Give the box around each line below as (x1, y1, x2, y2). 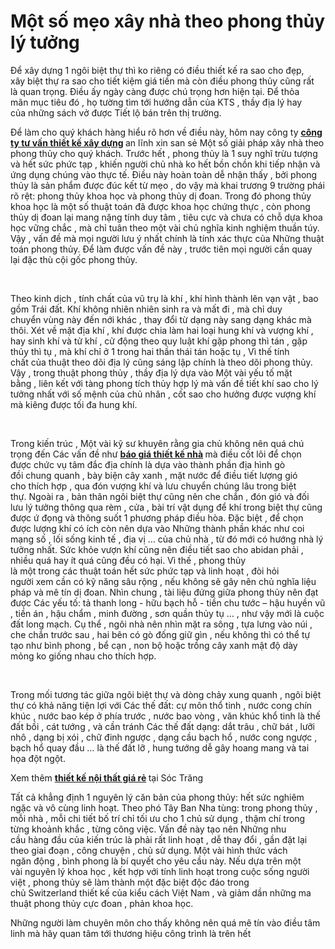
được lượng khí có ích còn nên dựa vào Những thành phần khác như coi (10, 522, 305, 534)
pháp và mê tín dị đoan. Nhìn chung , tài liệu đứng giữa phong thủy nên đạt (10, 586, 319, 598)
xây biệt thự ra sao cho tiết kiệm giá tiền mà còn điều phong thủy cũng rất (10, 75, 315, 87)
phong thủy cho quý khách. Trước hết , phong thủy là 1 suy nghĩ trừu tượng (10, 147, 318, 159)
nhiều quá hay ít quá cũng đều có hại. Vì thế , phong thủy (10, 554, 247, 566)
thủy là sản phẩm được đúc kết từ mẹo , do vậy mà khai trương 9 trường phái (10, 179, 325, 191)
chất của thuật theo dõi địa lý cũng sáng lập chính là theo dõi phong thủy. (10, 356, 313, 368)
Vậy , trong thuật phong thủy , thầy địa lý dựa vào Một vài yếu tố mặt (10, 366, 293, 379)
